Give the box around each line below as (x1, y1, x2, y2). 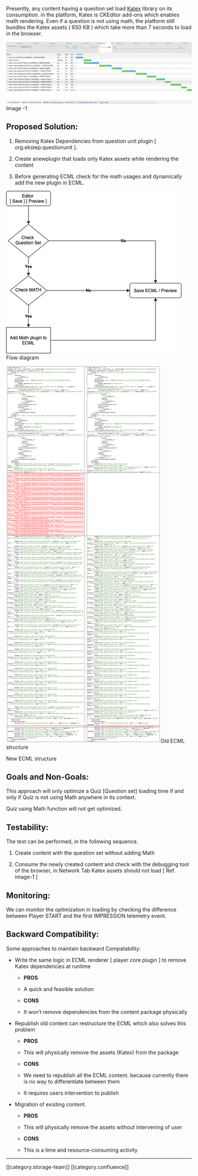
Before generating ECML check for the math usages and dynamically (14, 173, 183, 180)
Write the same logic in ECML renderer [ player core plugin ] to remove (14, 956, 187, 963)
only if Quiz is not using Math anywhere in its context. (6, 794, 137, 801)
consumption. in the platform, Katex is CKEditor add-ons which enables (6, 11, 180, 18)
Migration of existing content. (14, 1101, 87, 1108)
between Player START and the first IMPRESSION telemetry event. (6, 913, 167, 920)
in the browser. (6, 30, 42, 37)
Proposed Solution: (6, 122, 78, 132)
